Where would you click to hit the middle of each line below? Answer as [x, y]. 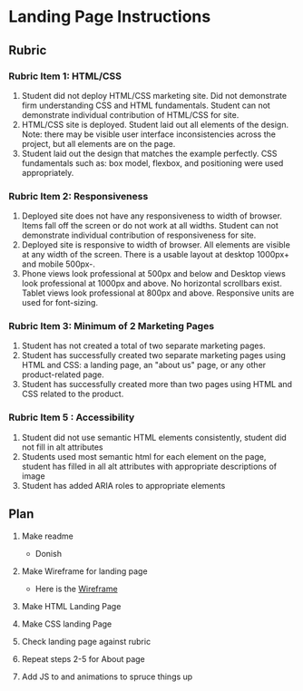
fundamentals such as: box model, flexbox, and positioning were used [152, 163]
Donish [49, 553]
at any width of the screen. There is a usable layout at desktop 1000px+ [155, 255]
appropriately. [48, 172]
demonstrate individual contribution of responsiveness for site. [139, 235]
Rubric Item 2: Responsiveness [78, 196]
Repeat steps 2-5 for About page [83, 658]
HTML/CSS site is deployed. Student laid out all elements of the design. [155, 124]
